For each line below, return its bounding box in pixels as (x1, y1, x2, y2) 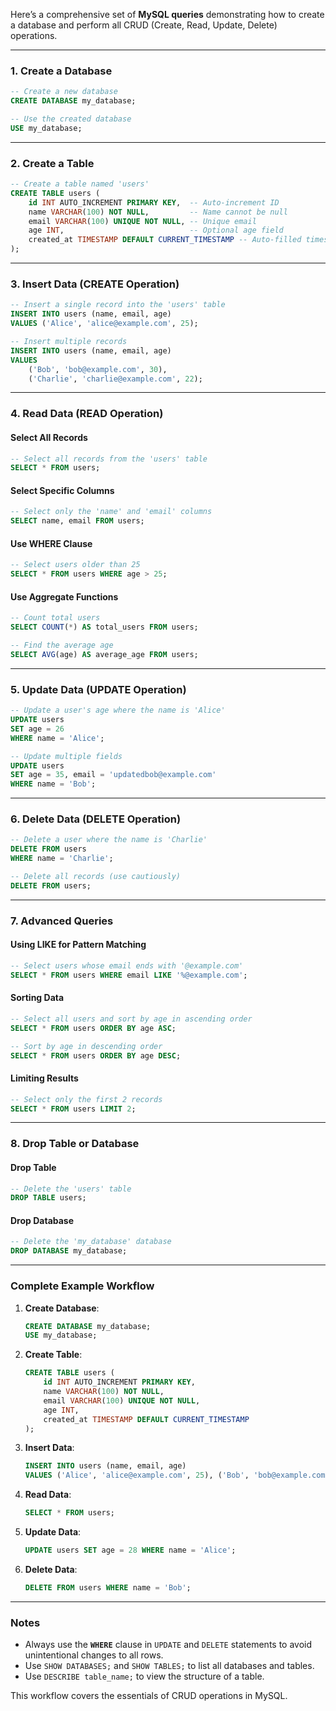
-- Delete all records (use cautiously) (10, 872, 182, 882)
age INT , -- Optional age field (28, 225, 284, 236)
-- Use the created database (10, 114, 132, 124)
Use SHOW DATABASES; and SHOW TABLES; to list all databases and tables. (24, 1660, 315, 1672)
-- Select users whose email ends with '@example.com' (10, 960, 244, 971)
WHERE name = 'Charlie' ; (10, 854, 114, 864)
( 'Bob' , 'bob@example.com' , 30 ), (28, 364, 168, 374)
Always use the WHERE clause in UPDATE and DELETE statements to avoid (24, 1639, 313, 1651)
